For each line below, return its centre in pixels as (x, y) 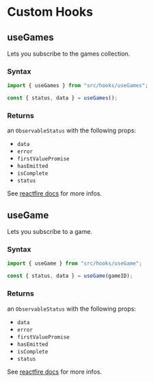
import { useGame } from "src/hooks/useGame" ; (75, 264)
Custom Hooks (50, 12)
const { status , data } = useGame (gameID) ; (70, 276)
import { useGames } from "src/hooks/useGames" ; (78, 86)
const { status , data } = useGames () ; (62, 98)
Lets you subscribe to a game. (50, 232)
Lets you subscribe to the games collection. (69, 53)
